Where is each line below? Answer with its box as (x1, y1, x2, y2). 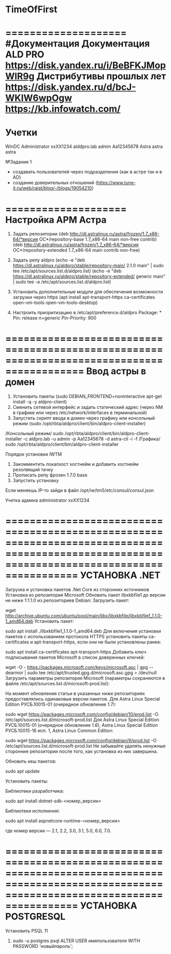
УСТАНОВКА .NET (80, 570, 161, 581)
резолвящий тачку (12, 467, 54, 473)
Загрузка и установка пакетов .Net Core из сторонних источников (5, 587, 150, 593)
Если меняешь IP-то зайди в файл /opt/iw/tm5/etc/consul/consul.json (5, 487, 154, 493)
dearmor (5, 669, 24, 676)
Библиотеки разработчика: (5, 788, 64, 794)
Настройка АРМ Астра (5, 214, 107, 226)
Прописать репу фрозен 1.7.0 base (12, 472, 88, 478)
